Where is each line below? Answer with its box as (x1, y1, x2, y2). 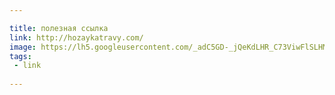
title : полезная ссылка (9, 23, 109, 33)
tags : (9, 51, 32, 61)
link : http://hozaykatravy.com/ (9, 32, 144, 43)
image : (9, 42, 37, 52)
